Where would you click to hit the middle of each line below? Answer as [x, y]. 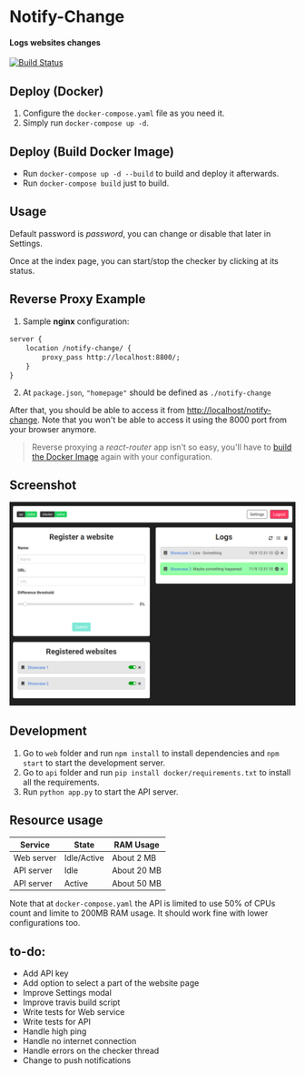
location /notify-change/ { [79, 348]
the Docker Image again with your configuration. [122, 456]
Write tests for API [56, 1021]
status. [22, 270]
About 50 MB [137, 883]
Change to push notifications [77, 1060]
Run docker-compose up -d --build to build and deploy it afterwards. [151, 174]
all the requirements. [61, 782]
